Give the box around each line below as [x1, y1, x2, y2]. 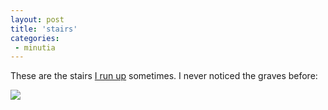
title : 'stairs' [10, 24, 78, 34]
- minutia [14, 42, 56, 53]
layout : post [10, 14, 65, 25]
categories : [10, 33, 60, 43]
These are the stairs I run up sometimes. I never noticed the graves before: [10, 70, 318, 82]
